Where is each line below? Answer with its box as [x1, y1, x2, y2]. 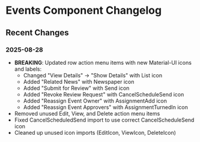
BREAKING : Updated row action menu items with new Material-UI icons [14, 59, 192, 66]
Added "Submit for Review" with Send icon [23, 84, 130, 92]
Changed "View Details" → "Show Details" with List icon [23, 71, 163, 78]
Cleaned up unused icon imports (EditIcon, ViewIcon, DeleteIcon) [14, 129, 177, 136]
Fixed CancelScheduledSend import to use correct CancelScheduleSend [14, 116, 195, 123]
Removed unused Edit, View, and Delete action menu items [14, 110, 160, 117]
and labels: [14, 65, 42, 72]
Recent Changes [5, 28, 70, 38]
